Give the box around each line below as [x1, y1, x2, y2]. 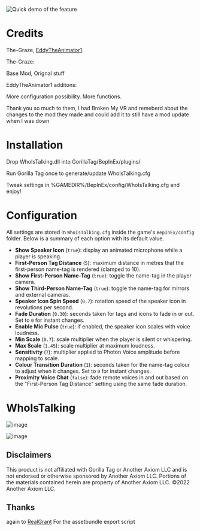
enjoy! [6, 188, 22, 195]
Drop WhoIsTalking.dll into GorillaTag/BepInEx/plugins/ [6, 158, 141, 165]
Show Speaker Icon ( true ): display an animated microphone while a [14, 246, 183, 254]
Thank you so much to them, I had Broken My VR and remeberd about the [6, 104, 188, 111]
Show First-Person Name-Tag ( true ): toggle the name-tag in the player [14, 271, 192, 279]
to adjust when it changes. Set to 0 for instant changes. [14, 367, 151, 375]
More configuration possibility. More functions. [6, 93, 122, 100]
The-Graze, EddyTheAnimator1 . [6, 46, 84, 53]
